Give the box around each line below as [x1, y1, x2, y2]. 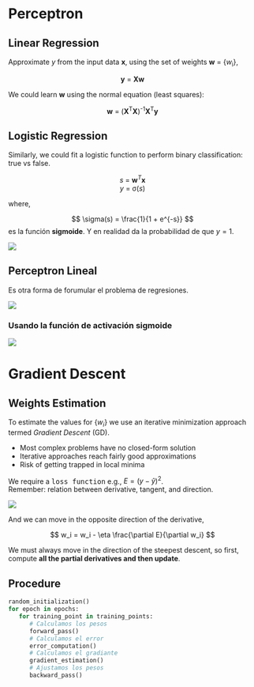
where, [8, 198, 32, 208]
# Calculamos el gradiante [28, 649, 118, 657]
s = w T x [119, 174, 146, 184]
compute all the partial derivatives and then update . [8, 554, 181, 564]
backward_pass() [28, 671, 83, 680]
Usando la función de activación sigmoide [8, 319, 173, 330]
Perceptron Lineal [8, 264, 97, 277]
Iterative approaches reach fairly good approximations [19, 451, 196, 461]
